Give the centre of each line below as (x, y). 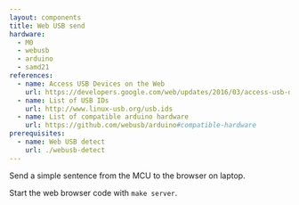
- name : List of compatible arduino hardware (103, 117)
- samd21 (33, 68)
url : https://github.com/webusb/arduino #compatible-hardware (141, 126)
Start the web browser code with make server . (93, 193)
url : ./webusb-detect (65, 150)
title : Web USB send (48, 26)
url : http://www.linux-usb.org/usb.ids (99, 109)
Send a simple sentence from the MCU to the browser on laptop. (128, 176)
